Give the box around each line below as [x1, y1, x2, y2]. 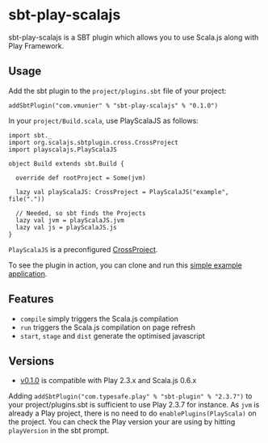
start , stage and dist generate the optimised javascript [19, 331, 206, 340]
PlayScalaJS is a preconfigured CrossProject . [8, 244, 158, 254]
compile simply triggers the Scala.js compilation [19, 314, 179, 323]
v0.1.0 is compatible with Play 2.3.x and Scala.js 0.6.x [19, 376, 197, 386]
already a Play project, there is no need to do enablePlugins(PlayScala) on [8, 408, 257, 418]
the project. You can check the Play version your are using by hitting [8, 417, 236, 427]
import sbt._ [8, 131, 52, 139]
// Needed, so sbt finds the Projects [15, 209, 147, 217]
